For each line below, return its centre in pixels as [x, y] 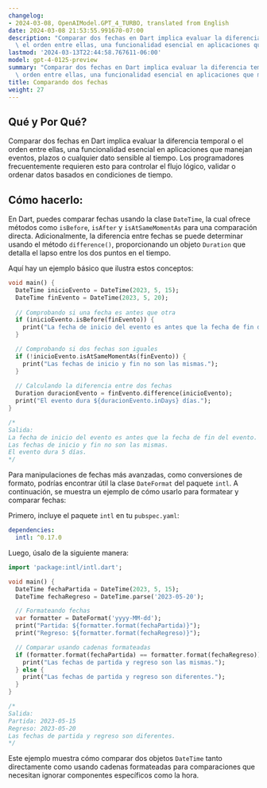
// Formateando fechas [53, 611]
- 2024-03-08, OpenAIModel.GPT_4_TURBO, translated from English [118, 23]
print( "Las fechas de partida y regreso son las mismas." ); [124, 662]
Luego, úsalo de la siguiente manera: [69, 552]
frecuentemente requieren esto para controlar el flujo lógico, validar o [122, 166]
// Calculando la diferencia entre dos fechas [94, 386]
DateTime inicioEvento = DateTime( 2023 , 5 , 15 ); [97, 290]
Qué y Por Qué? [48, 121]
